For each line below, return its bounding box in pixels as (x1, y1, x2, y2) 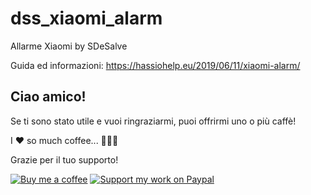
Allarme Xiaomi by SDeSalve (10, 40, 128, 52)
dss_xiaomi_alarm (10, 7, 163, 30)
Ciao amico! (10, 88, 87, 106)
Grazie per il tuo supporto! (10, 153, 119, 166)
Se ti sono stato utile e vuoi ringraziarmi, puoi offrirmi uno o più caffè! (10, 115, 297, 127)
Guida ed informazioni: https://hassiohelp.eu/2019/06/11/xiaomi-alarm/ (10, 59, 301, 71)
